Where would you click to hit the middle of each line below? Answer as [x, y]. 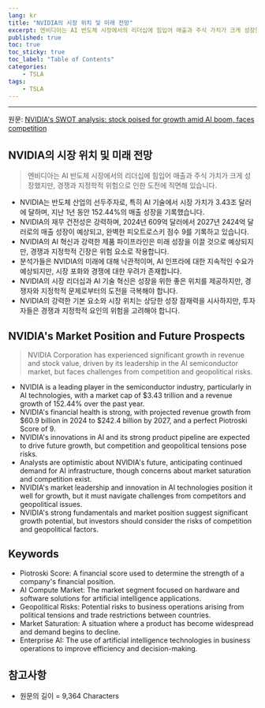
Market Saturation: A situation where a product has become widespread [136, 623]
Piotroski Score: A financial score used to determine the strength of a [132, 573]
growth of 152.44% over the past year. [82, 404]
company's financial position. [67, 581]
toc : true [24, 45]
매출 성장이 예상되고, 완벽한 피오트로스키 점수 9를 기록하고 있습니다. [145, 232]
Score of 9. [38, 429]
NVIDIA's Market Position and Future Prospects [127, 336]
